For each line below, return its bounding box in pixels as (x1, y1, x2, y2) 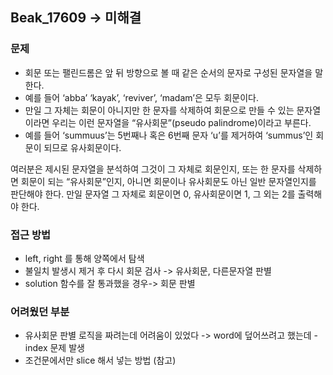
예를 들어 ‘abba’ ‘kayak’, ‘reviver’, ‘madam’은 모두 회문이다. (24, 91, 259, 103)
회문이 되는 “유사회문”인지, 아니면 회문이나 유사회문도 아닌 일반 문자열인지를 (20, 175, 317, 187)
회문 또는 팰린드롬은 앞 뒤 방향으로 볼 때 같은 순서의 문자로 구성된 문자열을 (24, 66, 313, 78)
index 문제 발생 (24, 342, 85, 354)
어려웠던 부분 (10, 304, 70, 318)
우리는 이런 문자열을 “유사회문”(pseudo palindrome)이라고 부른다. (51, 116, 312, 128)
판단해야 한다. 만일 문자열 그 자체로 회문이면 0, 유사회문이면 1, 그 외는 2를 (10, 188, 296, 200)
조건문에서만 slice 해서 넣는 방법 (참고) (24, 354, 177, 367)
